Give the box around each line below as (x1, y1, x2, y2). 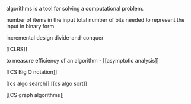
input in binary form (6, 23, 55, 30)
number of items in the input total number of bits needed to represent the (6, 17, 185, 23)
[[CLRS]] (6, 45, 28, 53)
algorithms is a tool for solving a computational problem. (6, 5, 144, 12)
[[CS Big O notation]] (6, 69, 58, 76)
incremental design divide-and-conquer (6, 34, 104, 41)
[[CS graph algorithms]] (6, 92, 64, 98)
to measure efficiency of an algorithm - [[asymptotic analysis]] (6, 57, 159, 64)
